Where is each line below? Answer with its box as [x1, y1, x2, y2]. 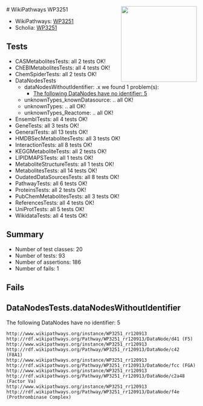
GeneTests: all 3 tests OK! [14, 122, 80, 129]
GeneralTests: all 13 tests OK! [14, 128, 88, 136]
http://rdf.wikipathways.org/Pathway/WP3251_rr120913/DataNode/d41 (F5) [6, 336, 193, 342]
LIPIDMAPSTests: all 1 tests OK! [14, 154, 94, 161]
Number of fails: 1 [14, 264, 59, 272]
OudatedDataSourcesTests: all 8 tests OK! [14, 173, 120, 180]
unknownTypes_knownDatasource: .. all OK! [24, 96, 134, 103]
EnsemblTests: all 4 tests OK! [14, 115, 88, 123]
